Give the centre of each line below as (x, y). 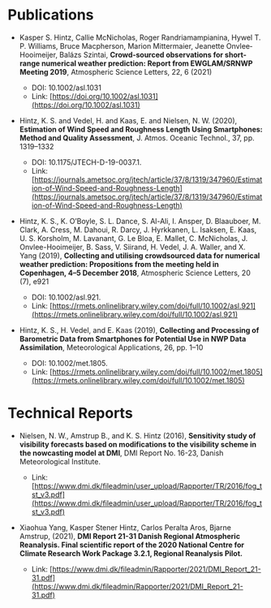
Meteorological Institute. (60, 461)
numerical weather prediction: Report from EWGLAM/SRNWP (147, 63)
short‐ (236, 54)
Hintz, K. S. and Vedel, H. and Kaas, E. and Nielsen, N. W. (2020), (128, 120)
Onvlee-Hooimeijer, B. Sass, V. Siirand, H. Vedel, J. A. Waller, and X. (132, 247)
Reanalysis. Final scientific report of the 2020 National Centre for (132, 545)
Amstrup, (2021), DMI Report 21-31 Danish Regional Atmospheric (130, 536)
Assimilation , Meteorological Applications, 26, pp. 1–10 (111, 347)
